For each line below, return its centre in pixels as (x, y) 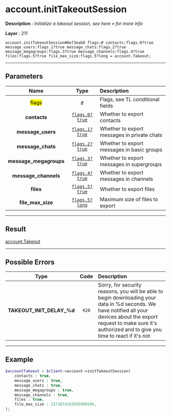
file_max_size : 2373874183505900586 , (55, 404)
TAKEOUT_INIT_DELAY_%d (41, 311)
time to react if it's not (124, 336)
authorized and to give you (130, 329)
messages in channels (127, 179)
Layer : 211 (17, 33)
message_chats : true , (38, 385)
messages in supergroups (131, 164)
